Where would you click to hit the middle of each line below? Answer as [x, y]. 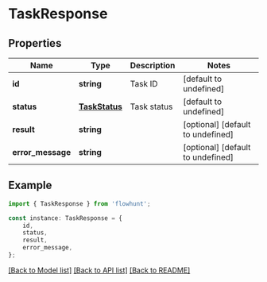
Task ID [144, 84]
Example [30, 185]
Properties [35, 43]
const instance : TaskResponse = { [66, 218]
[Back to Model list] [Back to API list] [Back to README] [99, 270]
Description [153, 66]
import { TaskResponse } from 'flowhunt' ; [79, 203]
